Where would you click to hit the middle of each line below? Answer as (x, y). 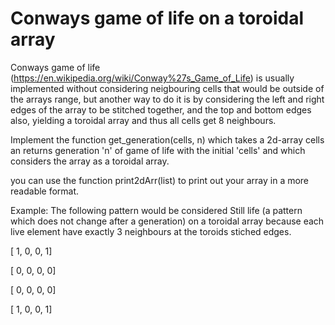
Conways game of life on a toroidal (157, 18)
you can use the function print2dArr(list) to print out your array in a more (160, 180)
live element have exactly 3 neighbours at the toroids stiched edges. (151, 231)
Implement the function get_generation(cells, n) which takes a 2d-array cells (167, 139)
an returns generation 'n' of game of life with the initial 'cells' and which (158, 150)
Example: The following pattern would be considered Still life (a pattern (156, 210)
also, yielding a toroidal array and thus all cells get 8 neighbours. (143, 120)
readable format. (45, 191)
